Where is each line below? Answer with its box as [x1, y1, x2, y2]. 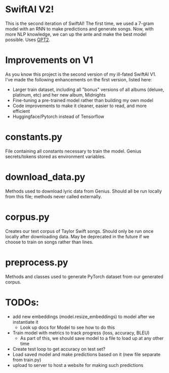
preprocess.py [5, 257, 68, 268]
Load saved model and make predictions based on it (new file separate [12, 351, 161, 357]
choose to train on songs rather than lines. [5, 239, 94, 245]
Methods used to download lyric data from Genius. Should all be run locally [5, 188, 162, 194]
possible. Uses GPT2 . [5, 37, 51, 43]
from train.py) [12, 357, 41, 363]
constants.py [5, 131, 62, 143]
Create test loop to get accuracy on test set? [12, 346, 106, 352]
